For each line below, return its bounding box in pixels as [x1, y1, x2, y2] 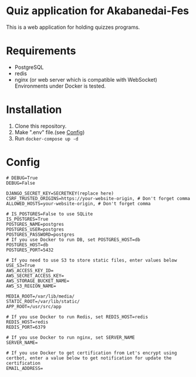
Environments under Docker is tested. [14, 82, 106, 89]
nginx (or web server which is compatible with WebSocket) [14, 76, 157, 83]
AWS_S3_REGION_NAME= [6, 283, 57, 289]
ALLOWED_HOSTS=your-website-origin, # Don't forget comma [6, 201, 151, 206]
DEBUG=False [6, 180, 35, 186]
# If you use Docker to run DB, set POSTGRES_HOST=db [6, 236, 141, 242]
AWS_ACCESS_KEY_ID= [6, 268, 54, 273]
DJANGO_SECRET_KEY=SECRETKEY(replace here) [6, 190, 114, 196]
